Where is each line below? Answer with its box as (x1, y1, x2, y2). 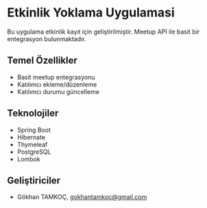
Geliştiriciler (7, 174, 60, 186)
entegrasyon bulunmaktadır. (7, 34, 86, 43)
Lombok (16, 154, 41, 163)
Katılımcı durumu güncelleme (16, 87, 99, 95)
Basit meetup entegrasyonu (16, 73, 95, 81)
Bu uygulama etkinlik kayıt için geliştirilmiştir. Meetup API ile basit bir (7, 27, 200, 36)
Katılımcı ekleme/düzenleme (16, 80, 97, 89)
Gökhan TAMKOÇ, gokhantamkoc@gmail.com (16, 193, 147, 201)
